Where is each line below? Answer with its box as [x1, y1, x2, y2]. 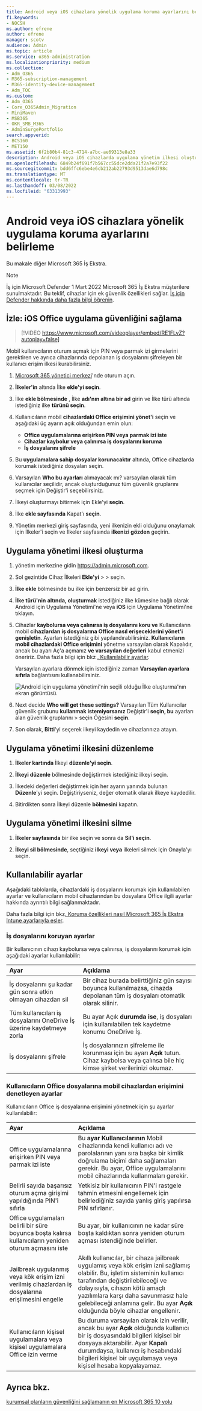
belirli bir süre [9, 1222, 48, 1230]
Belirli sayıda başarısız [9, 1181, 72, 1190]
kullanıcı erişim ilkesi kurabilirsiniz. [6, 360, 91, 368]
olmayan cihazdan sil [9, 995, 69, 1003]
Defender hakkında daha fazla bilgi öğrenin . [6, 296, 114, 303]
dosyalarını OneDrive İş [9, 1016, 75, 1024]
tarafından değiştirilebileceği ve [78, 1277, 167, 1285]
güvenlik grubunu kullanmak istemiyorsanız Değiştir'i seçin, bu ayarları [14, 708, 194, 715]
